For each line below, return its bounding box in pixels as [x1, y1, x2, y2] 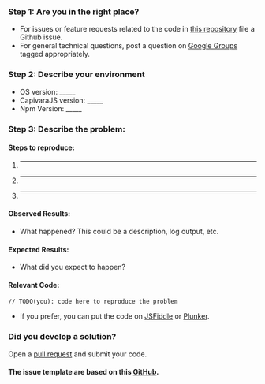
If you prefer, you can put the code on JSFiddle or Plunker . [19, 311, 211, 321]
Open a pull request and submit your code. [8, 349, 147, 359]
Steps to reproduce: [8, 143, 75, 152]
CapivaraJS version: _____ [19, 95, 103, 105]
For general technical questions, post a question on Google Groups [19, 41, 238, 50]
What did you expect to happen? [19, 263, 126, 272]
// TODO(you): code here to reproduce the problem [8, 298, 178, 306]
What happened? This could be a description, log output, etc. [19, 226, 219, 236]
